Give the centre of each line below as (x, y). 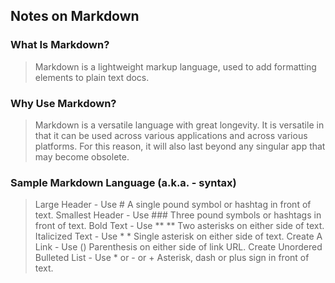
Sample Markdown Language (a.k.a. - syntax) (123, 182)
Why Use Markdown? (63, 103)
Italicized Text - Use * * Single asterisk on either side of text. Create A (178, 236)
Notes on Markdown (75, 16)
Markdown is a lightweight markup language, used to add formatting (175, 66)
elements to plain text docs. (92, 77)
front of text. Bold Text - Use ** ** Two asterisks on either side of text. (179, 226)
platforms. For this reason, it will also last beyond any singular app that (180, 146)
